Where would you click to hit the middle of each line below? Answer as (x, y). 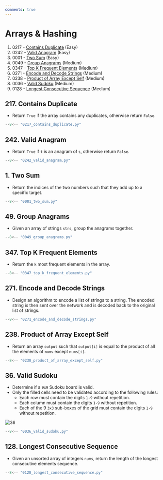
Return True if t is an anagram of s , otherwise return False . (71, 152)
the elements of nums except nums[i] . (49, 351)
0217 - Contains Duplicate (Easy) (45, 47)
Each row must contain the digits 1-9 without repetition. (74, 398)
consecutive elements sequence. (45, 463)
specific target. (27, 192)
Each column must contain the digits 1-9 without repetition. (78, 403)
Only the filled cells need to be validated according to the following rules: (85, 392)
